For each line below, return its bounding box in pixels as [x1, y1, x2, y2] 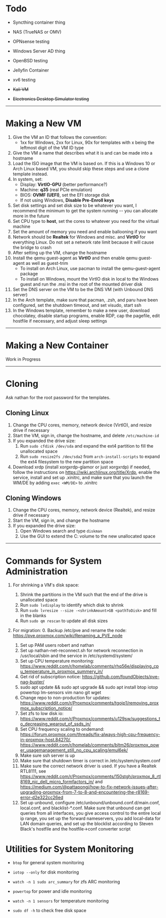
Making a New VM [5, 118, 82, 129]
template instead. [12, 171, 48, 177]
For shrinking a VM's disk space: [12, 582, 79, 588]
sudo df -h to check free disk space [12, 908, 87, 914]
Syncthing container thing [12, 19, 66, 25]
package [20, 270, 38, 277]
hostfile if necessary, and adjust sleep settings [12, 318, 107, 324]
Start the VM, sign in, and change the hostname [12, 517, 110, 524]
